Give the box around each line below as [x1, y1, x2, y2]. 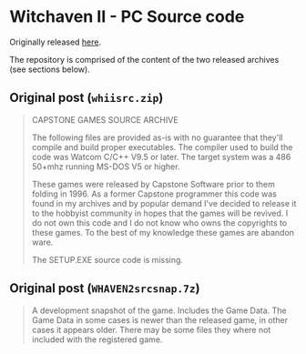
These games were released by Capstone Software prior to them [31, 178, 275, 189]
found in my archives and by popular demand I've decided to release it [31, 197, 297, 208]
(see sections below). [9, 64, 91, 75]
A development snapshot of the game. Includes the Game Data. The [31, 305, 287, 316]
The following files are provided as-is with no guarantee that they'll [31, 132, 283, 143]
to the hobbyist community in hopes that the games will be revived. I [31, 207, 289, 218]
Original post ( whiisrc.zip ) [9, 90, 164, 106]
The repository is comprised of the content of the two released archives [9, 54, 280, 65]
